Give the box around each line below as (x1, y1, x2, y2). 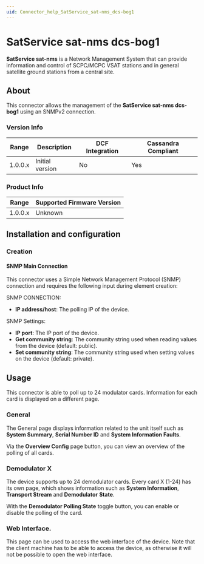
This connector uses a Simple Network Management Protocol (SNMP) (6, 276, 181, 283)
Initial (35, 157, 51, 165)
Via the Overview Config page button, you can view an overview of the (6, 443, 185, 450)
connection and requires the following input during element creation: (6, 282, 178, 290)
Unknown (35, 208, 63, 217)
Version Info (6, 123, 44, 132)
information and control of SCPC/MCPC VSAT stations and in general (6, 61, 179, 69)
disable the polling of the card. (6, 509, 83, 516)
